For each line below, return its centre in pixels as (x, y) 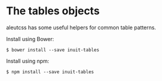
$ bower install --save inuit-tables (53, 50)
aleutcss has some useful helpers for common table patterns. (81, 27)
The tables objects (53, 11)
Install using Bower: (30, 39)
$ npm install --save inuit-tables (50, 72)
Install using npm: (28, 61)
